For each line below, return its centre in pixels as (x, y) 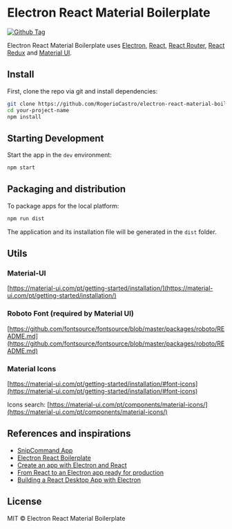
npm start (21, 168)
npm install (24, 117)
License (25, 502)
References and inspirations (69, 434)
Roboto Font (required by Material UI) (71, 314)
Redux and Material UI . (40, 53)
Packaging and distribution (67, 189)
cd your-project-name (38, 110)
